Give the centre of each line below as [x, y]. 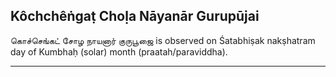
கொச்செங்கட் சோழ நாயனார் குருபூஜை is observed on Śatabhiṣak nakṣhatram [163, 40]
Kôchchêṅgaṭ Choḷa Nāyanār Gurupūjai [135, 16]
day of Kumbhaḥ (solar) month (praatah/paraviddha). [119, 51]
